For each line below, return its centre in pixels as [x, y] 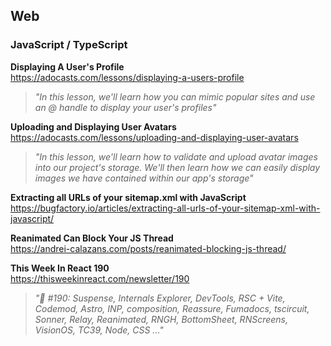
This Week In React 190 [60, 268]
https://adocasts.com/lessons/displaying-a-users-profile [127, 77]
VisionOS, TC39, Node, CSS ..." [99, 330]
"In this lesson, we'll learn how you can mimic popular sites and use [175, 96]
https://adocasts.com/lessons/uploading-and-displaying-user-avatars [154, 137]
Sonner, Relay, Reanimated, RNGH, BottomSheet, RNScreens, [161, 319]
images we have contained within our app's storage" [144, 178]
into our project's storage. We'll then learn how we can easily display [177, 167]
